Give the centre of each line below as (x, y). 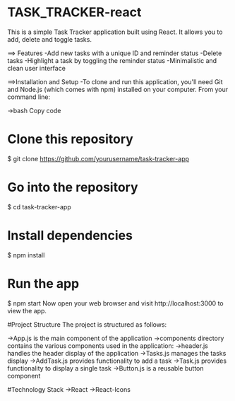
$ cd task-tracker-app (40, 207)
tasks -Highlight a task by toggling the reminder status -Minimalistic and (112, 60)
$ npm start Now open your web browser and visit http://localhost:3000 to (115, 303)
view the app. (27, 310)
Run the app (43, 283)
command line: (29, 97)
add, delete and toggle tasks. (49, 39)
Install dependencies (70, 236)
